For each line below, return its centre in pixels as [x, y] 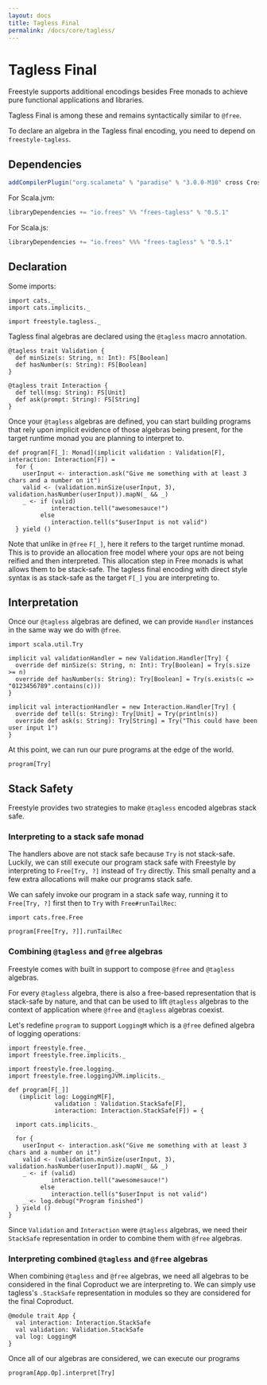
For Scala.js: [29, 227]
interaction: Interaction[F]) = [62, 459]
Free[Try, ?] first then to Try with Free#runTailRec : [93, 903]
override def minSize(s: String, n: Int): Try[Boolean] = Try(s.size [133, 665]
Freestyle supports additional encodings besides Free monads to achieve [128, 91]
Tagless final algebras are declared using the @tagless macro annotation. [128, 336]
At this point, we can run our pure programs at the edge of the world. [121, 750]
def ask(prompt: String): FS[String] [78, 399]
